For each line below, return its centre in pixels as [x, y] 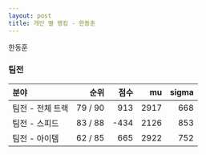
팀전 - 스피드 [36, 123]
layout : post [30, 16]
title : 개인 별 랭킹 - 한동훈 [52, 23]
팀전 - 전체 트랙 [40, 108]
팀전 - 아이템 [36, 138]
